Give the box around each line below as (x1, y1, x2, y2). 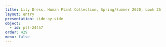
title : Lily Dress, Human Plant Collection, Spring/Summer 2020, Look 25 (5, 7, 162, 12)
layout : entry (5, 12, 35, 17)
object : (5, 21, 21, 26)
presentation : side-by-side (5, 16, 64, 21)
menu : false (5, 35, 30, 40)
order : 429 (5, 30, 28, 35)
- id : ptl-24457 (9, 25, 43, 30)
